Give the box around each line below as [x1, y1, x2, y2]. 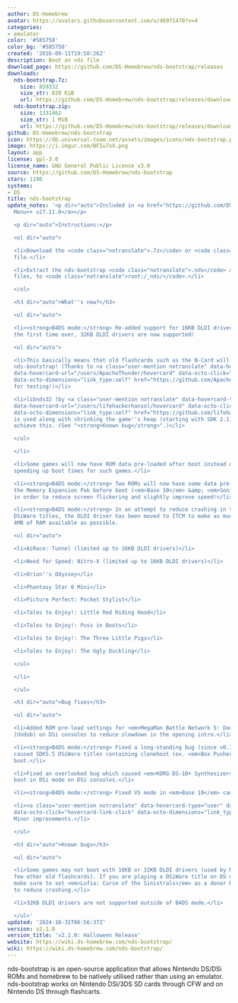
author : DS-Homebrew [7, 10, 69, 18]
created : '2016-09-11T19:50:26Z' [7, 50, 106, 58]
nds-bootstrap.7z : [13, 76, 69, 84]
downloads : [7, 70, 40, 77]
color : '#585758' [7, 37, 59, 44]
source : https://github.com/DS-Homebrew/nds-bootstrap [7, 168, 173, 176]
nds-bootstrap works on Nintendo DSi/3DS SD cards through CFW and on [7, 980, 223, 988]
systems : [7, 182, 33, 189]
